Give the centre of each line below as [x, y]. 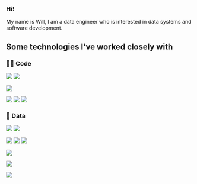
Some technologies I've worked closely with [90, 46]
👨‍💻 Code [19, 63]
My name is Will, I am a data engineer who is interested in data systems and [99, 22]
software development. [34, 28]
